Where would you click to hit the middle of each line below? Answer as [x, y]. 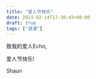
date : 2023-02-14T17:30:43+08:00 [48, 17]
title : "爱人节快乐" [30, 12]
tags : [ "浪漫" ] [24, 28]
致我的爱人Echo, [27, 46]
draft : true [21, 23]
